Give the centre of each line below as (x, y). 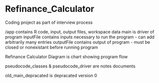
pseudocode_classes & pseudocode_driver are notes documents (70, 66)
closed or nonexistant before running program (52, 47)
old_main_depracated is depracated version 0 (51, 75)
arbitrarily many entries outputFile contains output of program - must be (78, 42)
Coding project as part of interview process (49, 22)
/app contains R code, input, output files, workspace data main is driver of (80, 32)
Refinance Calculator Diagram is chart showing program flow (67, 56)
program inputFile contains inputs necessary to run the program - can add (80, 37)
